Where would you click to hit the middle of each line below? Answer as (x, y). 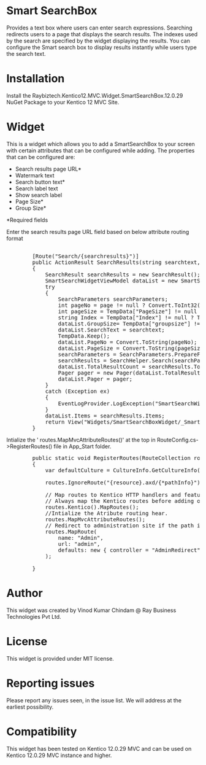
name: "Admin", (81, 538)
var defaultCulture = (78, 470)
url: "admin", (79, 544)
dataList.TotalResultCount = (102, 367)
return (55, 422)
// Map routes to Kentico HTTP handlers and (113, 495)
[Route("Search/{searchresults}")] (86, 256)
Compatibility (42, 732)
